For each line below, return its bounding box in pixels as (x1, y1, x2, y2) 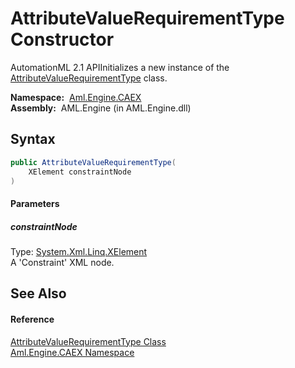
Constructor (10, 28, 115, 51)
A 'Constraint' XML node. (10, 256, 115, 268)
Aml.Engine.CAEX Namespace (10, 346, 135, 358)
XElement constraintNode (28, 167, 132, 177)
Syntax (10, 131, 56, 148)
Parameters (10, 197, 60, 209)
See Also (10, 285, 67, 302)
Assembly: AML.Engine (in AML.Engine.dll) (10, 102, 192, 114)
